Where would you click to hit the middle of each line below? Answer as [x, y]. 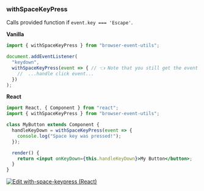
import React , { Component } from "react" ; [63, 108]
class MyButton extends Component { [53, 125]
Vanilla [15, 34]
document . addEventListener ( [42, 57]
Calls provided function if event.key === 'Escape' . [70, 23]
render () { [26, 153]
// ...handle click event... [56, 73]
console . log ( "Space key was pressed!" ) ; [69, 136]
